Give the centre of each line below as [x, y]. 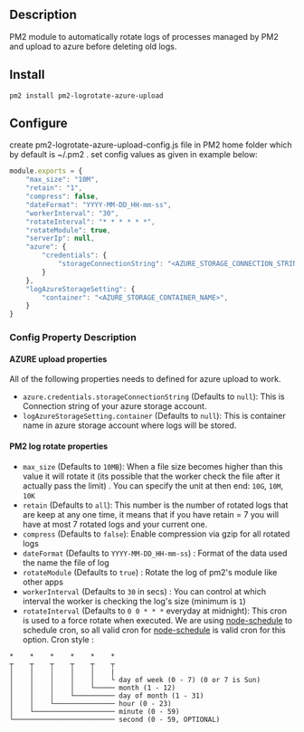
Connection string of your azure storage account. [114, 406]
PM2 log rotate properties [59, 446]
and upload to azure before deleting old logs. [93, 46]
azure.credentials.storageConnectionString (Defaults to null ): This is [153, 396]
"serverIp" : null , [60, 239]
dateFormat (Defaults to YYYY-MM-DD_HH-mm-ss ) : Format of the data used [155, 553]
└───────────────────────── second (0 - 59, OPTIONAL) [115, 719]
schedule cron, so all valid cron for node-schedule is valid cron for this [154, 630]
